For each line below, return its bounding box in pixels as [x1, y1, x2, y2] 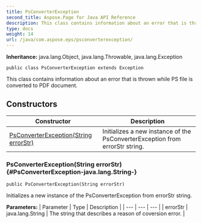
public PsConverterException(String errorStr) [6, 182, 125, 188]
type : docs [6, 25, 34, 32]
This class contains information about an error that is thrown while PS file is [6, 76, 194, 82]
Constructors [6, 99, 58, 109]
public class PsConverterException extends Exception [6, 65, 144, 71]
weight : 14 [6, 31, 34, 37]
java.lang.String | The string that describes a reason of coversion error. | [6, 210, 185, 217]
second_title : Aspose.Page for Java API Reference [6, 14, 136, 20]
